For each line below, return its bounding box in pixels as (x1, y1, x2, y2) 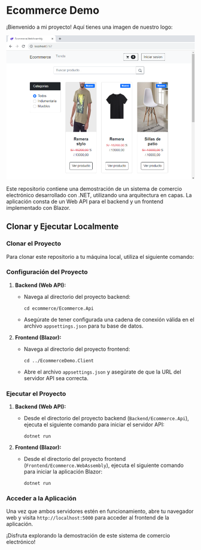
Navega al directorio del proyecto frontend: (23, 345, 130, 353)
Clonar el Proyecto (6, 240, 62, 248)
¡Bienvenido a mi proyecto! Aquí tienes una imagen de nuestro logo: (6, 23, 173, 30)
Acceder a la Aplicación (6, 494, 77, 503)
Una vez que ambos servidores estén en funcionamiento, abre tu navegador (6, 508, 194, 515)
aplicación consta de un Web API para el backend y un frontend (6, 198, 163, 205)
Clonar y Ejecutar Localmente (6, 222, 119, 232)
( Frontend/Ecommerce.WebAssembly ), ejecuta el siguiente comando (23, 462, 184, 469)
